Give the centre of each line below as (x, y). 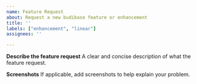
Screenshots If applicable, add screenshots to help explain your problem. (98, 74)
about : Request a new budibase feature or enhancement (77, 17)
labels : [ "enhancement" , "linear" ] (51, 28)
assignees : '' (24, 34)
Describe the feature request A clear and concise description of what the (98, 56)
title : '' (19, 23)
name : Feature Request (35, 12)
